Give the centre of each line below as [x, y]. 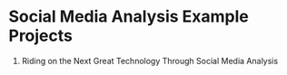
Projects [41, 36]
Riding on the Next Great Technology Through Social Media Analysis [150, 61]
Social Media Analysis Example [129, 17]
